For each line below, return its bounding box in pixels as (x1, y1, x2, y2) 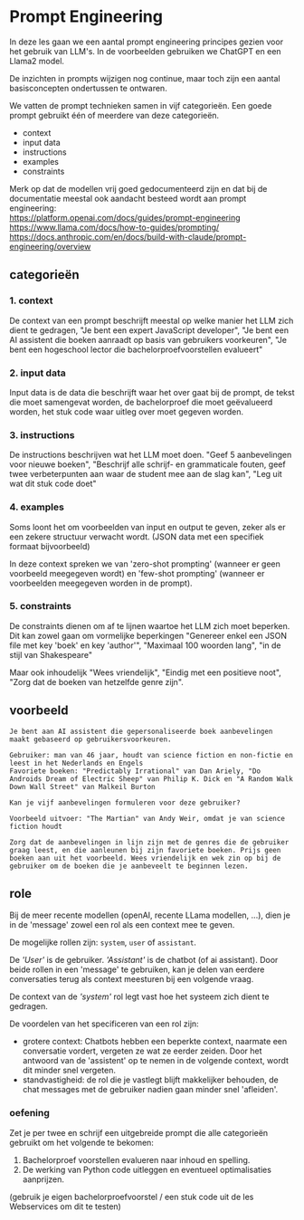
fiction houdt (9, 822, 63, 831)
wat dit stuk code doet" (9, 478, 97, 490)
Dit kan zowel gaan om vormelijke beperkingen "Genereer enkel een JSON (9, 630, 288, 641)
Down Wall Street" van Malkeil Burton (9, 782, 156, 791)
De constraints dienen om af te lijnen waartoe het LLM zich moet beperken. (9, 620, 290, 631)
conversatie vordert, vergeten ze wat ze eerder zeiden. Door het (22, 1045, 262, 1056)
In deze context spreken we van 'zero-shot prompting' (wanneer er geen (9, 558, 280, 569)
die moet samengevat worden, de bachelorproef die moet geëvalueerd (9, 396, 273, 407)
